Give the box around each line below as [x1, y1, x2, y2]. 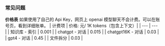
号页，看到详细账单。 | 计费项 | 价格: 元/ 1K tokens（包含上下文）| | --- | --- [5, 23, 158, 29]
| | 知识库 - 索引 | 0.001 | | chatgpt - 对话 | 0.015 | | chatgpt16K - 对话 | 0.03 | [5, 29, 159, 35]
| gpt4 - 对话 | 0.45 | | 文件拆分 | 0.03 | [5, 35, 83, 41]
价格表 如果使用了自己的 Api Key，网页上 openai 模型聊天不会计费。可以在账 [5, 16, 160, 23]
